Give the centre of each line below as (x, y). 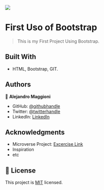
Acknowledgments (35, 132)
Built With (21, 57)
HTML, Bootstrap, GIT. (35, 69)
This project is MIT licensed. (34, 183)
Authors (18, 85)
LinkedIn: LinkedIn (31, 116)
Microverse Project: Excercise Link (48, 144)
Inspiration (23, 150)
